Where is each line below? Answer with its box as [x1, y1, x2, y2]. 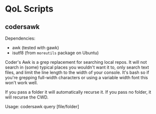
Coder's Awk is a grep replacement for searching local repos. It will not [5, 59, 147, 65]
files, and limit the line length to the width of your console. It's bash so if [5, 70, 150, 75]
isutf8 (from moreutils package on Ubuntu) [12, 50, 99, 56]
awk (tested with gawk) [12, 45, 59, 50]
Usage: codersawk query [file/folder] [5, 104, 79, 109]
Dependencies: [5, 35, 35, 41]
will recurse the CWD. [5, 94, 49, 100]
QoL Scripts [5, 3, 53, 14]
